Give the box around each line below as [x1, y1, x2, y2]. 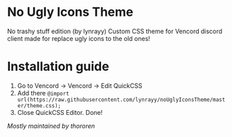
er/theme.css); [17, 102, 62, 109]
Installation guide [7, 59, 109, 75]
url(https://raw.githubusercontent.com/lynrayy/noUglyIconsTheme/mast [17, 96, 226, 103]
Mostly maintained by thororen [7, 122, 96, 130]
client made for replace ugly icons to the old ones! [7, 34, 150, 42]
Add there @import [17, 89, 69, 97]
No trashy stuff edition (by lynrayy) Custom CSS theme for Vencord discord [7, 27, 223, 35]
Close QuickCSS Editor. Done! [17, 108, 103, 116]
